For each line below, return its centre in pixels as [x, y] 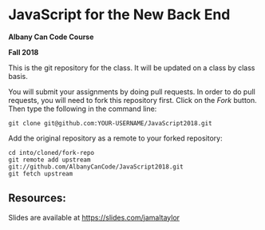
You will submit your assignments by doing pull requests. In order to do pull [132, 91]
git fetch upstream [41, 173]
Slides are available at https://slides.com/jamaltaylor [94, 217]
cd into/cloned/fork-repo [51, 153]
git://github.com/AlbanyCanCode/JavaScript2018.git [96, 167]
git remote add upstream [49, 160]
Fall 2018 [24, 52]
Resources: [37, 198]
